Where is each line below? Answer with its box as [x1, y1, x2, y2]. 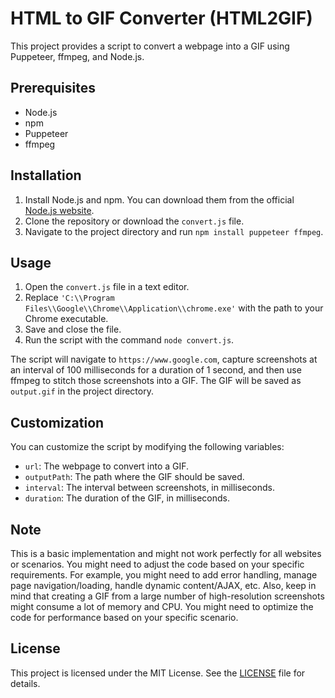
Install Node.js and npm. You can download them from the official [24, 193, 295, 206]
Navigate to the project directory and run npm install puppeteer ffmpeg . [24, 225, 324, 237]
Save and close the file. [24, 323, 122, 336]
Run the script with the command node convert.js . [24, 334, 235, 346]
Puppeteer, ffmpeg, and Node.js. [10, 50, 145, 62]
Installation [10, 167, 82, 184]
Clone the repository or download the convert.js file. [24, 215, 245, 227]
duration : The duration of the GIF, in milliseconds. [24, 492, 231, 504]
